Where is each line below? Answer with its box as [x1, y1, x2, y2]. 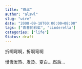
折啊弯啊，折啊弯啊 [5, 48, 44, 54]
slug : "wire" [5, 16, 32, 21]
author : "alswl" [5, 12, 38, 17]
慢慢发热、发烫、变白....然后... [5, 59, 65, 65]
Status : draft [5, 35, 34, 40]
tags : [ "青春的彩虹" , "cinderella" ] [5, 25, 76, 30]
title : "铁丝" [5, 7, 33, 12]
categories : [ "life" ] [5, 30, 49, 35]
